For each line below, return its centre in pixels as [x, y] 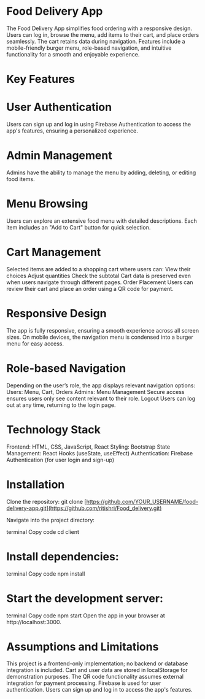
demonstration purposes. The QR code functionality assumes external [95, 677]
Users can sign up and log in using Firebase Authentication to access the [99, 125]
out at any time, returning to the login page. [61, 405]
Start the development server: [85, 598]
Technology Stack [54, 429]
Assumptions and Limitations [83, 647]
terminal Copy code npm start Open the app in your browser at [86, 616]
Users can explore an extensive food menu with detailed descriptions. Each [102, 221]
